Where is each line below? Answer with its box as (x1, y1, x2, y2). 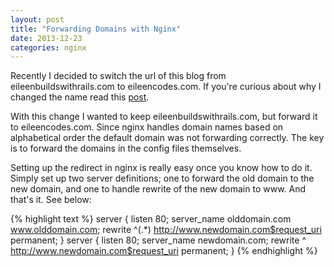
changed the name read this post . (10, 91, 150, 103)
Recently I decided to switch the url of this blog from (10, 70, 227, 82)
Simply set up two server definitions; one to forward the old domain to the (10, 172, 315, 185)
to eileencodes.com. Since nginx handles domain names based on (10, 121, 284, 133)
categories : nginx (10, 42, 87, 53)
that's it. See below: (10, 194, 92, 206)
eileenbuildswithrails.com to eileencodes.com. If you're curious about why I (10, 81, 322, 93)
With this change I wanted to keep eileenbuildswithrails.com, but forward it (10, 111, 318, 123)
